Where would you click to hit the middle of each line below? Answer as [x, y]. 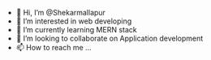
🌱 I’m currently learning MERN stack [76, 30]
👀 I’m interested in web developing [74, 21]
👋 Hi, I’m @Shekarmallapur [60, 13]
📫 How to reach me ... [54, 47]
